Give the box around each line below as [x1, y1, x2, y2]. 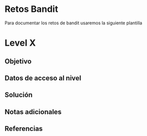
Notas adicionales [4, 108, 62, 116]
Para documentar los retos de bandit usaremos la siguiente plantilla [4, 20, 143, 26]
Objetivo [4, 57, 32, 66]
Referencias [4, 125, 43, 133]
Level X [4, 37, 36, 49]
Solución [4, 91, 33, 99]
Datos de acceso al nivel [4, 73, 81, 82]
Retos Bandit [4, 3, 58, 15]
